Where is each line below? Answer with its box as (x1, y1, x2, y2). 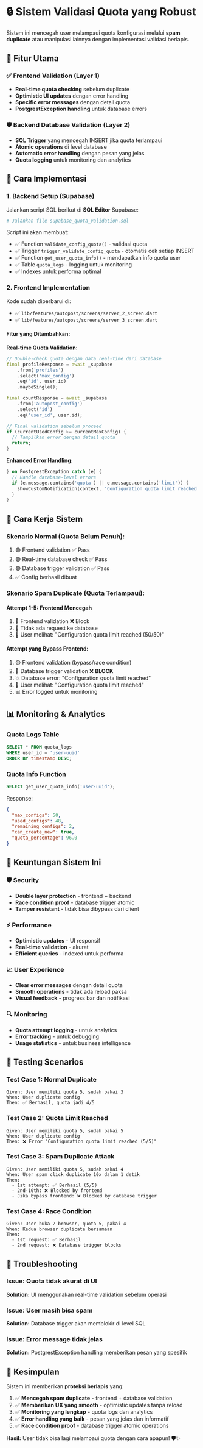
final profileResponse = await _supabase (6, 361, 113, 368)
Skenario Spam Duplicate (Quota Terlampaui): (6, 589, 145, 597)
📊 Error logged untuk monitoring (15, 688, 98, 696)
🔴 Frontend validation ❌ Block (15, 618, 90, 625)
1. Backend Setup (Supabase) (6, 192, 95, 201)
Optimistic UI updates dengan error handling (15, 92, 129, 99)
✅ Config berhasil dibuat (15, 574, 77, 581)
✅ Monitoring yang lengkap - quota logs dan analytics (15, 1408, 153, 1416)
